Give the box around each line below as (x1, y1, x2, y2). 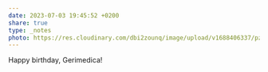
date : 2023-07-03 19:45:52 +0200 (8, 11, 120, 20)
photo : (8, 33, 30, 42)
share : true (8, 19, 48, 27)
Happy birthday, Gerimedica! (8, 55, 103, 65)
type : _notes (8, 26, 52, 34)
